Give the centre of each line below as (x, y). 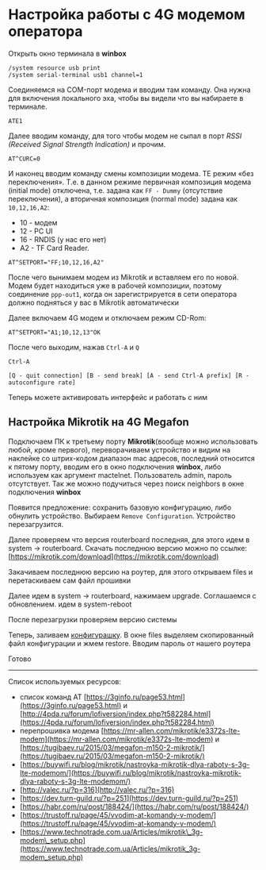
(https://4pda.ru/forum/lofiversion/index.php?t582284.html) (117, 722)
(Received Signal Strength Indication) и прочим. (87, 144)
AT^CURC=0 (25, 159)
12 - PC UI (36, 231)
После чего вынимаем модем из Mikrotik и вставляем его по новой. (123, 277)
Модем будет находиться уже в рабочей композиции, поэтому (115, 285)
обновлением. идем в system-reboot (70, 604)
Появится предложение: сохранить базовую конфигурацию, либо (120, 507)
